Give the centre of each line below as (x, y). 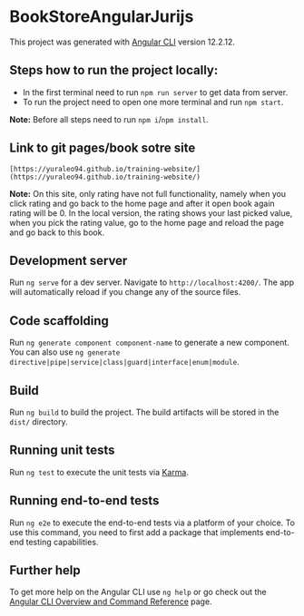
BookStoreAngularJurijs (102, 17)
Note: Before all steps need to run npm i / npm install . (109, 119)
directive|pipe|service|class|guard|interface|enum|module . (124, 362)
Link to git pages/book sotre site (103, 148)
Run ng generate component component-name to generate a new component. (150, 343)
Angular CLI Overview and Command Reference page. (111, 601)
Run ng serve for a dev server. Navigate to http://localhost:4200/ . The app (152, 282)
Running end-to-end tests (84, 501)
